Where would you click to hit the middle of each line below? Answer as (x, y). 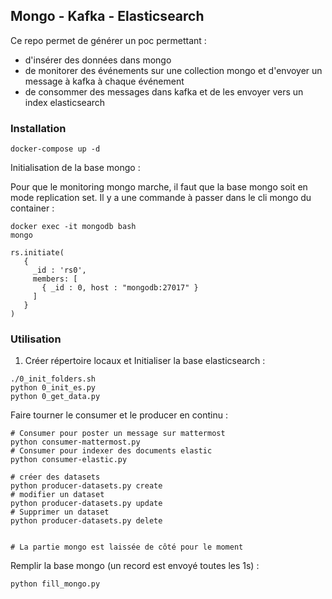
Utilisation (36, 339)
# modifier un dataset (57, 495)
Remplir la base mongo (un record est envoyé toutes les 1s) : (135, 566)
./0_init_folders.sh (53, 379)
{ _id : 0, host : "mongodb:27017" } (120, 288)
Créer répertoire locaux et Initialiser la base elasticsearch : (145, 361)
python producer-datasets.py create (86, 486)
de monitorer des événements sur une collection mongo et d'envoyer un (173, 70)
